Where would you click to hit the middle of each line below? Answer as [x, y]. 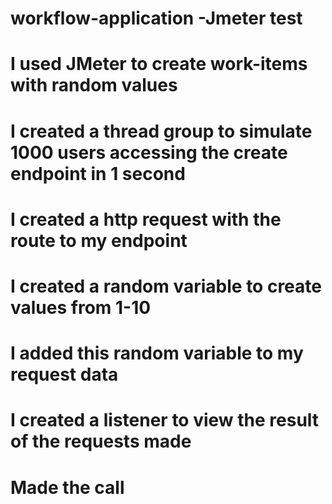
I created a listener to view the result [165, 420]
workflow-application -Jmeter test [156, 18]
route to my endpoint [99, 240]
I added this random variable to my [157, 353]
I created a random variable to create [166, 286]
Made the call [67, 487]
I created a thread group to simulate [161, 131]
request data [64, 374]
